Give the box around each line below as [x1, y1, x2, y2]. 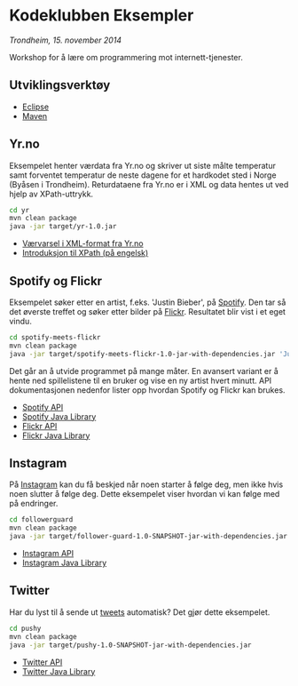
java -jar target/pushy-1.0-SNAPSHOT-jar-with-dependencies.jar [9, 641, 252, 650]
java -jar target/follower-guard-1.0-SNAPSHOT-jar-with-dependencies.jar [9, 532, 288, 541]
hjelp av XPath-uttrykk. [9, 188, 94, 199]
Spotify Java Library [21, 411, 97, 422]
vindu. [9, 316, 33, 326]
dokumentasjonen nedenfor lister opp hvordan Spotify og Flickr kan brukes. [9, 384, 286, 395]
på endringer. [9, 499, 59, 509]
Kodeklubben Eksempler [9, 5, 194, 26]
